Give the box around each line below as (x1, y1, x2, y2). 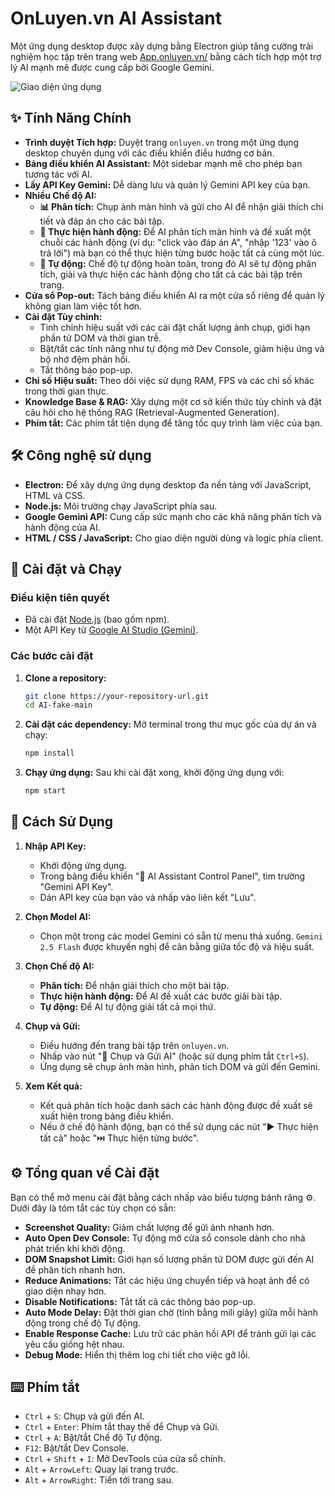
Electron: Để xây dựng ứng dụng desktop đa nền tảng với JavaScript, (24, 478, 312, 491)
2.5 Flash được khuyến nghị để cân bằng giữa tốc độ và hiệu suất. (39, 940, 315, 952)
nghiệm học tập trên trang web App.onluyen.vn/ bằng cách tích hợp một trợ (10, 50, 322, 62)
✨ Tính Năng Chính (10, 110, 132, 127)
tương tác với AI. (24, 168, 93, 180)
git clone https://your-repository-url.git (24, 691, 210, 701)
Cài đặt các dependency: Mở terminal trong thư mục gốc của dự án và (24, 718, 317, 731)
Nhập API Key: (24, 840, 87, 852)
